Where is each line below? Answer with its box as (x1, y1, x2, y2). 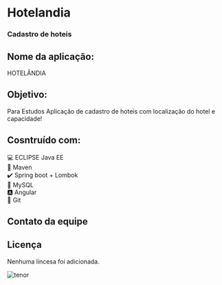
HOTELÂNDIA (7, 69, 46, 77)
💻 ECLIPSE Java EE (7, 153, 64, 161)
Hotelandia (7, 5, 71, 21)
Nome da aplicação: (7, 50, 95, 63)
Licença (7, 239, 43, 251)
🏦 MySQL (7, 180, 34, 189)
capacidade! (7, 114, 43, 123)
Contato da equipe (7, 215, 88, 227)
